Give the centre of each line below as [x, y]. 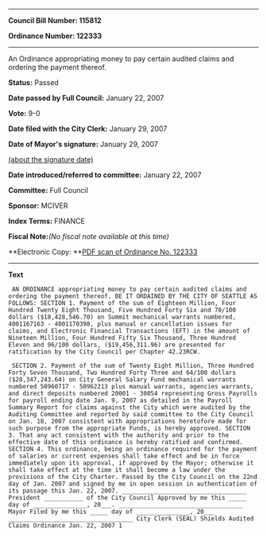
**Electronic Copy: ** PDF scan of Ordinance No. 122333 [103, 252]
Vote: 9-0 [25, 113]
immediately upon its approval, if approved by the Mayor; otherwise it [131, 463]
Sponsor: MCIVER [38, 206]
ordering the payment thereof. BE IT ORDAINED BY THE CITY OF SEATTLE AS [133, 296]
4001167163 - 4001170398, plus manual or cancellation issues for [120, 324]
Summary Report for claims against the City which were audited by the [129, 408]
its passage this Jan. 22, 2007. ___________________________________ [128, 491]
